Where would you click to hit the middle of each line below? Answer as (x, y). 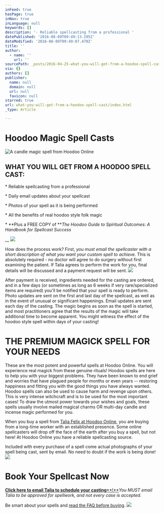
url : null (19, 91)
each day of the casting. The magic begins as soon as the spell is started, (79, 306)
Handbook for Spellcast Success (38, 229)
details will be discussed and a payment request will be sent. (66, 270)
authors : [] (17, 73)
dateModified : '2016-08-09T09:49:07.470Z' (49, 42)
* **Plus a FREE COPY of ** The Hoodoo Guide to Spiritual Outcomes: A (78, 224)
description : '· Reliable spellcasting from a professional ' (70, 32)
